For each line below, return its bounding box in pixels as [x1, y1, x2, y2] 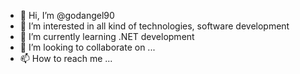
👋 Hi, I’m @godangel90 [19, 10, 115, 21]
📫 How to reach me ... [19, 53, 113, 64]
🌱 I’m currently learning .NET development [19, 31, 195, 42]
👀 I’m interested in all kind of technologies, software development [19, 20, 290, 32]
